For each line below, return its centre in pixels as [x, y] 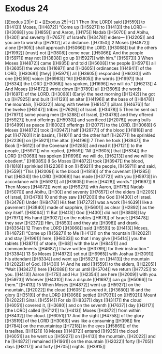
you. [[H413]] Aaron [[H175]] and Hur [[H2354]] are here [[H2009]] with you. [81, 274]
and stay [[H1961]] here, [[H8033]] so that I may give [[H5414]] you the [76, 238]
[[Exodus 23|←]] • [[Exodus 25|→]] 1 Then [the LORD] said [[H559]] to [75, 22]
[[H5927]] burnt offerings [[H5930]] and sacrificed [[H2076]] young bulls [78, 120]
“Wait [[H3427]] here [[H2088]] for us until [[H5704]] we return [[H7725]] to [81, 269]
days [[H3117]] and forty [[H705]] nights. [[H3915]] [55, 346]
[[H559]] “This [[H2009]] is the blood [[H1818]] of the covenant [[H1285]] [78, 171]
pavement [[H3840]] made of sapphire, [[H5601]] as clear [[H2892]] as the [80, 207]
